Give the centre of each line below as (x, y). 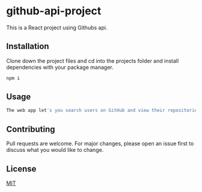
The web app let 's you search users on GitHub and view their (86, 111)
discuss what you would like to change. (55, 150)
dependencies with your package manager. (60, 67)
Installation (28, 46)
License (21, 169)
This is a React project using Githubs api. (57, 28)
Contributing (31, 129)
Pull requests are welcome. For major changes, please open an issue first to (100, 144)
